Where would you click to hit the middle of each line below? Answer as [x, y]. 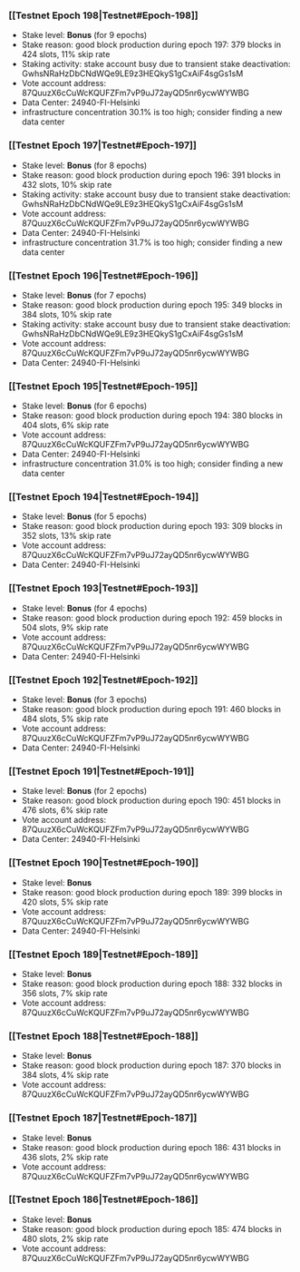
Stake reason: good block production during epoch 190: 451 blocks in [151, 801]
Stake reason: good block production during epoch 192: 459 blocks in [152, 618]
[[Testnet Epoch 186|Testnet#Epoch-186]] [103, 1199]
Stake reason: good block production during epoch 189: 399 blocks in [152, 892]
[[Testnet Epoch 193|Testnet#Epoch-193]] [103, 588]
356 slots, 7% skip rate [64, 993]
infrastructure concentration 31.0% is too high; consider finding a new [152, 464]
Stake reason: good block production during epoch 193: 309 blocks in [152, 526]
